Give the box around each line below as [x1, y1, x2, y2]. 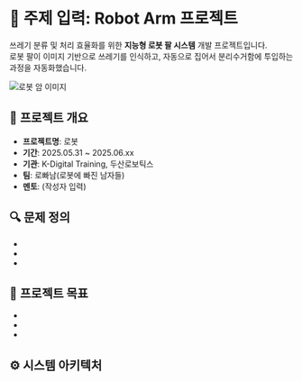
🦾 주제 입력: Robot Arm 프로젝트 [9, 8, 239, 29]
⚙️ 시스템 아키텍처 [9, 358, 103, 373]
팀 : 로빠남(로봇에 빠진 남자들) [22, 169, 125, 180]
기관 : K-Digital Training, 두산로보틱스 [22, 159, 154, 169]
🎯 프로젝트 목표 [9, 286, 88, 301]
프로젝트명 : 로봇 [22, 136, 78, 147]
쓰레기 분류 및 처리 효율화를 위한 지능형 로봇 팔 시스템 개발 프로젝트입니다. [9, 40, 268, 50]
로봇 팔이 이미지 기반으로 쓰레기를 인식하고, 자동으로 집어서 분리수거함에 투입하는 [9, 50, 294, 61]
